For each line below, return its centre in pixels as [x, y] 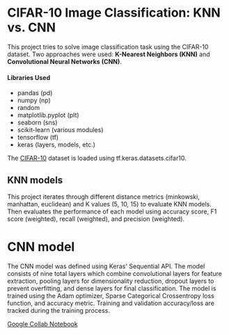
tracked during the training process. [58, 310]
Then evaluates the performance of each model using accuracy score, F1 [112, 211]
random [29, 108]
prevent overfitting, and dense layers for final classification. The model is [112, 288]
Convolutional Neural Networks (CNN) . [64, 61]
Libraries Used [29, 77]
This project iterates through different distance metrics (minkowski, [103, 197]
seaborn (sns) [37, 122]
